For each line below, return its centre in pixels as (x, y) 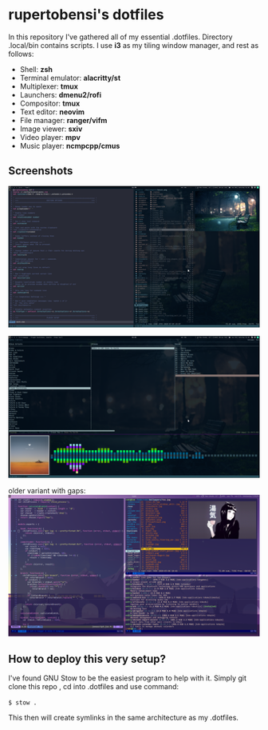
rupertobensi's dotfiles (86, 15)
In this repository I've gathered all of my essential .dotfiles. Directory (120, 37)
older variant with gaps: (47, 490)
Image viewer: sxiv (51, 129)
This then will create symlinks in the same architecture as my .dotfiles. (124, 718)
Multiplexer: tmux (49, 86)
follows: (21, 54)
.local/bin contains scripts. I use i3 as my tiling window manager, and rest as (134, 45)
